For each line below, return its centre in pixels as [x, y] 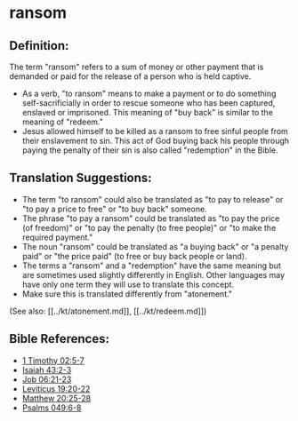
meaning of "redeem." [63, 122]
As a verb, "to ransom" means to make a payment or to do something [149, 93]
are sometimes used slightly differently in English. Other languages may [153, 274]
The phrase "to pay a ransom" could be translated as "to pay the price [151, 218]
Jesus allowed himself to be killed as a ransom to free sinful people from [155, 131]
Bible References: [59, 339]
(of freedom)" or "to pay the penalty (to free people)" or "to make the [149, 227]
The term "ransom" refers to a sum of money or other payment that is [137, 67]
